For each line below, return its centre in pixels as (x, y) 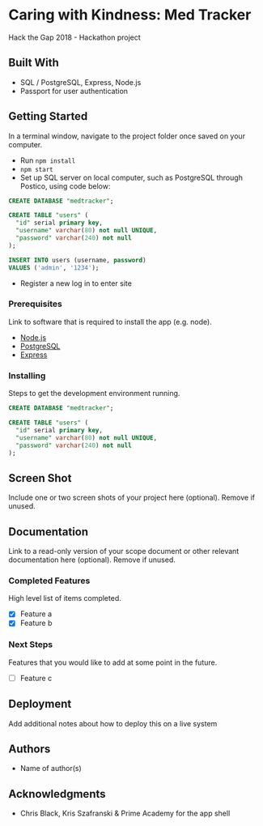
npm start (37, 169)
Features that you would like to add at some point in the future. (113, 662)
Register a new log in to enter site (76, 283)
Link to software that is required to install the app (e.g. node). (110, 321)
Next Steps (31, 645)
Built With (34, 63)
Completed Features (49, 581)
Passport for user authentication (74, 91)
